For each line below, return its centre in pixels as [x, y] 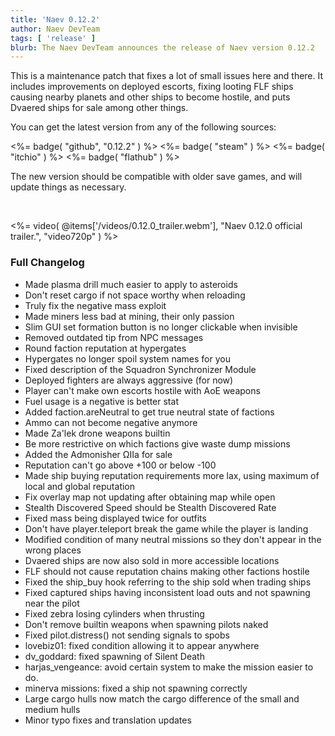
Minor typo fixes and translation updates [108, 720]
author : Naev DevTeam [55, 29]
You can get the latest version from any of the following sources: [143, 127]
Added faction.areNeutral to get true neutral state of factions [149, 412]
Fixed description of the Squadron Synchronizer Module [140, 369]
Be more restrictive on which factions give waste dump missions [157, 443]
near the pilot [52, 603]
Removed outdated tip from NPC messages [114, 337]
